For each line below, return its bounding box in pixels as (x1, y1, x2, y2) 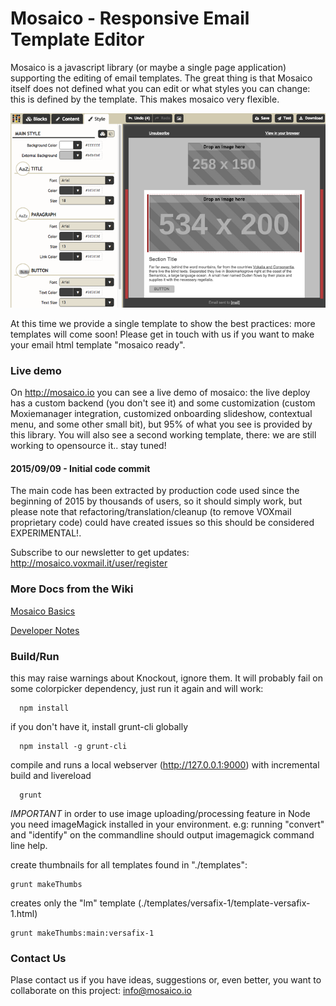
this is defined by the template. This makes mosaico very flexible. (10, 93, 280, 105)
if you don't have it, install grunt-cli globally (10, 721, 189, 733)
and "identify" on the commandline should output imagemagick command (10, 829, 315, 841)
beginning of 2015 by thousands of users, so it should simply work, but (10, 495, 303, 507)
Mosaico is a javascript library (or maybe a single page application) (10, 61, 287, 73)
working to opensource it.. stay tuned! (10, 440, 167, 452)
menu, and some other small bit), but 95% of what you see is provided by (10, 418, 313, 431)
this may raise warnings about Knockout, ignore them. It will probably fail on (10, 672, 323, 684)
